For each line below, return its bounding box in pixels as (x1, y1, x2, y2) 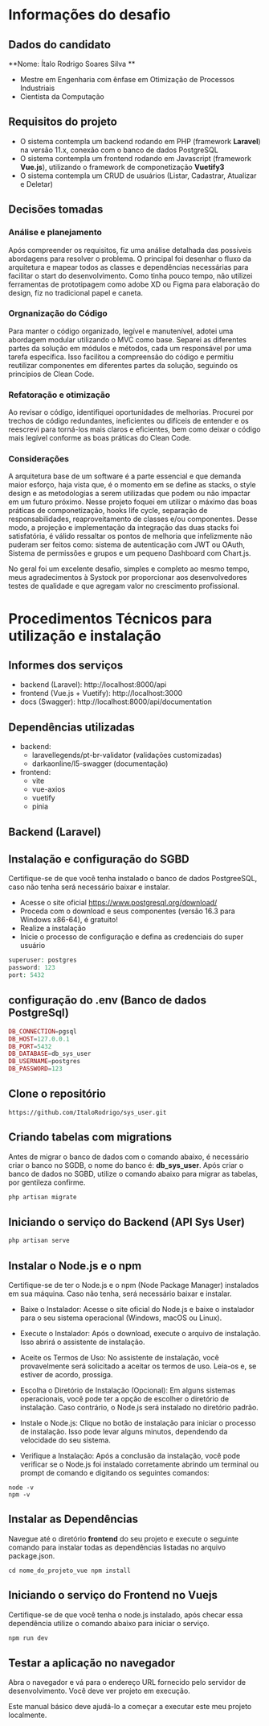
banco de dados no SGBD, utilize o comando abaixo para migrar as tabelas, (8, 1169, 259, 1178)
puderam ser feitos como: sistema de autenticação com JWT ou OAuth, (8, 540, 246, 549)
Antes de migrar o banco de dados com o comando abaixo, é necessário (8, 1152, 249, 1161)
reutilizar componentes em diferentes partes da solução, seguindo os (8, 360, 238, 370)
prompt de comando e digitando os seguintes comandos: (19, 1468, 210, 1478)
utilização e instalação (8, 627, 162, 645)
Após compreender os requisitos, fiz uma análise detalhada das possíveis (8, 245, 252, 255)
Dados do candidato (8, 38, 111, 52)
